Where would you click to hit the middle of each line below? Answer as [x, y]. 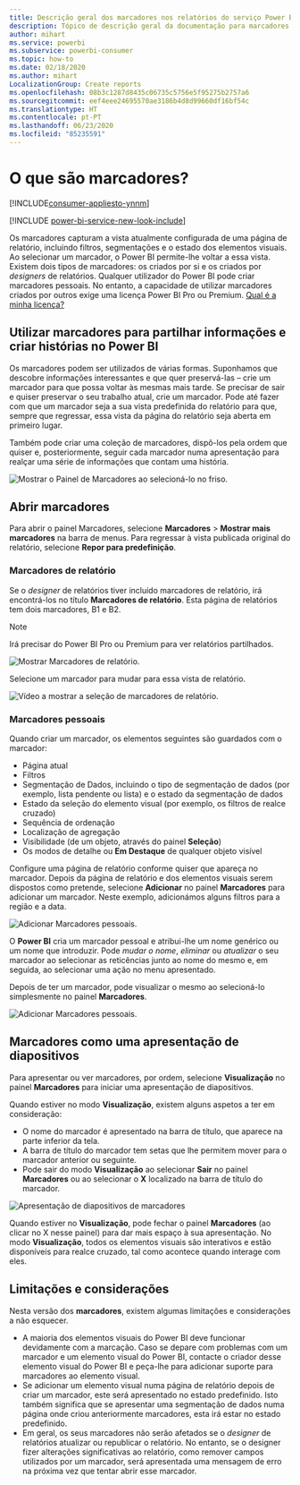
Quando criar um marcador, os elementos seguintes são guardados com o [146, 738]
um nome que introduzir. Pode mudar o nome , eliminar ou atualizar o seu [144, 951]
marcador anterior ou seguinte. [79, 1159]
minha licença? [37, 304]
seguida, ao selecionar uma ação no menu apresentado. [112, 970]
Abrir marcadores [59, 507]
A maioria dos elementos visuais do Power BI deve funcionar [133, 1337]
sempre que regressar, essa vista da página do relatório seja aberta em [140, 415]
